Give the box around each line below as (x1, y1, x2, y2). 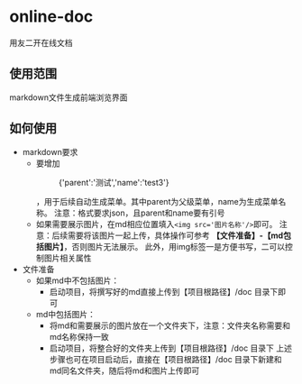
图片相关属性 (43, 252, 92, 263)
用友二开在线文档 (9, 37, 73, 48)
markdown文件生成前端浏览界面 (9, 92, 128, 103)
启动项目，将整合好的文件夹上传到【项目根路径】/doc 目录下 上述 (49, 343, 293, 353)
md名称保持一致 (49, 331, 110, 342)
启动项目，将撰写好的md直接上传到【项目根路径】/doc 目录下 (49, 286, 279, 297)
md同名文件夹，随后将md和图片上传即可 (49, 365, 200, 376)
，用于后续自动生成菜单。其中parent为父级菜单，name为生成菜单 (35, 196, 279, 206)
